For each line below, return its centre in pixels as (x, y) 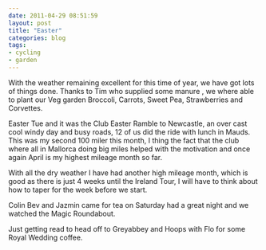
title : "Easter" (35, 30)
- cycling (25, 53)
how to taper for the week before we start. (78, 189)
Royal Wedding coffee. (46, 237)
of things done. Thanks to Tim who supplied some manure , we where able (131, 91)
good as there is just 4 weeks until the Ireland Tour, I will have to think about (133, 181)
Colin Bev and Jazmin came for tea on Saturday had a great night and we (129, 205)
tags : (17, 45)
